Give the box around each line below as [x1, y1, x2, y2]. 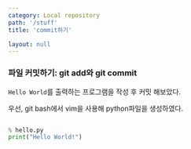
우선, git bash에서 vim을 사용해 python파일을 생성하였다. [8, 104, 183, 113]
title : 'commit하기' [8, 26, 72, 34]
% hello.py [8, 126, 44, 134]
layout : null [8, 40, 51, 48]
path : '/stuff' [8, 19, 58, 27]
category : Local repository [8, 11, 101, 20]
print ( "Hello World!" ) [8, 133, 83, 141]
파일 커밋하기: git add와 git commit [8, 67, 138, 78]
